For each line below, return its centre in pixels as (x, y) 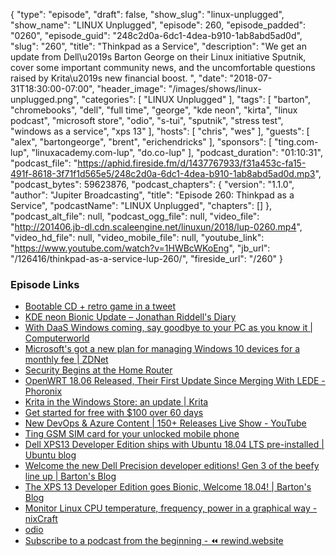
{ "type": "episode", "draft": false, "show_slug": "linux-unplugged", (147, 14)
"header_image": (131, 88)
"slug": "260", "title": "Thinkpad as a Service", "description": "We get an (158, 46)
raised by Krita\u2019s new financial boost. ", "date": (119, 78)
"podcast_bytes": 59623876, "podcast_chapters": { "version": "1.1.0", (152, 184)
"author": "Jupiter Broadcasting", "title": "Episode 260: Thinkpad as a (152, 195)
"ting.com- (296, 142)
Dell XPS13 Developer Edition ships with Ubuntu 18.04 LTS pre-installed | (174, 445)
